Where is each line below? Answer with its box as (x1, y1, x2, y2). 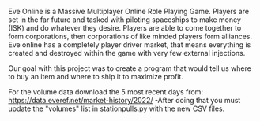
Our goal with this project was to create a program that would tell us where (8, 64, 251, 73)
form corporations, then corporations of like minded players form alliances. (8, 31, 253, 41)
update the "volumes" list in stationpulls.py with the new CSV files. (8, 104, 225, 113)
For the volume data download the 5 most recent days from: (8, 87, 204, 97)
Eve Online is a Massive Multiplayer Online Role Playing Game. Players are (8, 7, 250, 16)
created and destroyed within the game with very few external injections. (8, 49, 246, 57)
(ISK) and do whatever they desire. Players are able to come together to (8, 24, 242, 32)
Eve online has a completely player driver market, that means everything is (8, 40, 251, 49)
